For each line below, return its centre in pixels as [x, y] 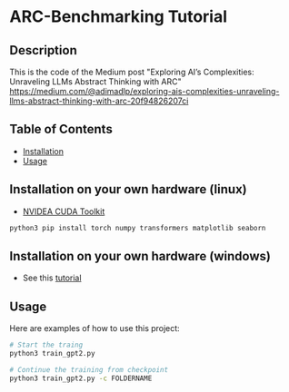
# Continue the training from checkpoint [89, 369]
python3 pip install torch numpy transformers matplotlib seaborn [138, 228]
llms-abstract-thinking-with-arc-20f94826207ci [99, 101]
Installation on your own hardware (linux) [128, 189]
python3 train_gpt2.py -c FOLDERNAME [81, 378]
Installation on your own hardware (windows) [140, 256]
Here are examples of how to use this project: [95, 328]
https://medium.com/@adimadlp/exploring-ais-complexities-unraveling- [144, 91]
